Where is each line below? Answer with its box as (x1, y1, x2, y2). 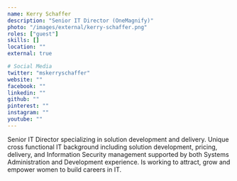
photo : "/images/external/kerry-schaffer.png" (7, 23, 148, 31)
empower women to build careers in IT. (7, 165, 122, 174)
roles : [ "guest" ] (7, 30, 59, 38)
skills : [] (7, 37, 40, 44)
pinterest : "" (7, 102, 50, 110)
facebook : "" (7, 82, 46, 89)
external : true (7, 50, 53, 57)
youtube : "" (7, 116, 43, 123)
